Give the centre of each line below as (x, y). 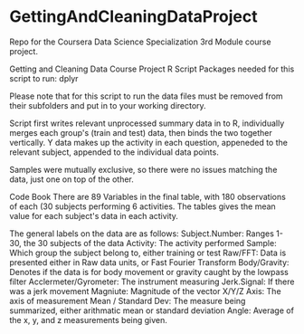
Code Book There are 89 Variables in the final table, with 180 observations (148, 196)
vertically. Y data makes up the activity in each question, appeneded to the (148, 142)
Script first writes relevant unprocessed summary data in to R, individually (147, 123)
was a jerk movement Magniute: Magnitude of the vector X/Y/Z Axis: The (146, 291)
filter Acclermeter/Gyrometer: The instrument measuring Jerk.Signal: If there (152, 282)
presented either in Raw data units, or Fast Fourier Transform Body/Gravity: (149, 262)
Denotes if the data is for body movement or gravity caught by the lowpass (149, 272)
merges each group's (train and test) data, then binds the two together (141, 132)
